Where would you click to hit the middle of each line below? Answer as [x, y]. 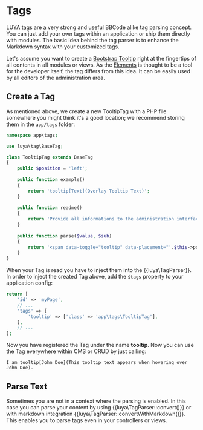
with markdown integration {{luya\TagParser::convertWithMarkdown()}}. [96, 414]
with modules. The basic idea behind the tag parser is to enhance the [93, 40]
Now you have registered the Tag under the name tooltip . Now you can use [100, 345]
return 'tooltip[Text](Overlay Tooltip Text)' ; [89, 191]
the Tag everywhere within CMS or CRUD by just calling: [76, 351]
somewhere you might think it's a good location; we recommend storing [96, 117]
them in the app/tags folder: [41, 124]
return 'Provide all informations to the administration [101, 219]
